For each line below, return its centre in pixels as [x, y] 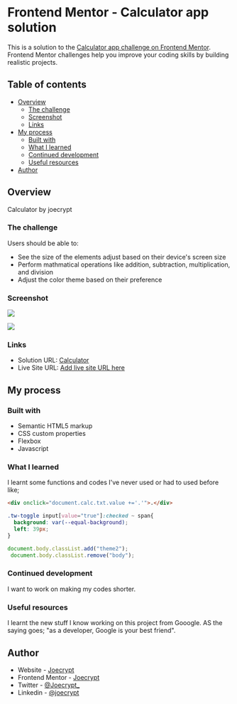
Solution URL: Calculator [53, 361]
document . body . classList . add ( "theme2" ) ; [68, 548]
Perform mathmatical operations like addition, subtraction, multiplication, [124, 265]
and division [35, 272]
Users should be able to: [43, 243]
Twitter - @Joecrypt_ [49, 685]
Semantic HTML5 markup [55, 426]
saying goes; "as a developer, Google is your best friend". [92, 631]
